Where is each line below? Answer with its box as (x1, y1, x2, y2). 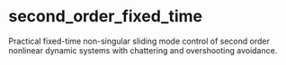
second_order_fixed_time (8, 6, 203, 27)
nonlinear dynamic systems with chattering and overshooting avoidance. (8, 45, 278, 55)
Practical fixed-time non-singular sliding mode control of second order (8, 36, 271, 46)
